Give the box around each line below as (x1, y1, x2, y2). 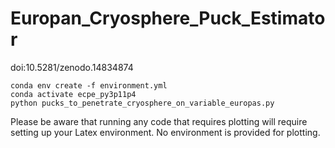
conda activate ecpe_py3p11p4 (10, 89, 137, 99)
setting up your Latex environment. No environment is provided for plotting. (10, 126, 321, 138)
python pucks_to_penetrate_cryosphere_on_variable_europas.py (10, 98, 275, 108)
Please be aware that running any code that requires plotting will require (10, 115, 308, 127)
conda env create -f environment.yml (10, 80, 168, 91)
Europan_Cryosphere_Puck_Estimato (10, 7, 326, 30)
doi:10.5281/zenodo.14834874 (10, 61, 134, 73)
